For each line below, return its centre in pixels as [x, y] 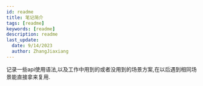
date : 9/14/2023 [32, 46]
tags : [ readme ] [25, 23]
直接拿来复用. [34, 77]
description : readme [32, 35]
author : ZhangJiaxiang [40, 51]
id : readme [20, 12]
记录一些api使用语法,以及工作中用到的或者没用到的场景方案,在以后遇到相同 [99, 69]
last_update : [23, 40]
